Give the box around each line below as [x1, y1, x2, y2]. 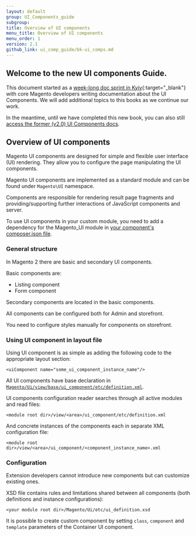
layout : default [6, 8, 46, 15]
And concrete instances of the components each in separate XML [6, 422, 165, 429]
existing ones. [6, 478, 40, 485]
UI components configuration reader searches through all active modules [6, 394, 183, 401]
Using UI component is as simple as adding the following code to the [6, 349, 171, 356]
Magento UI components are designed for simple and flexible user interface [6, 153, 188, 160]
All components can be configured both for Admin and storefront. [6, 310, 164, 317]
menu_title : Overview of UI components [6, 30, 104, 36]
